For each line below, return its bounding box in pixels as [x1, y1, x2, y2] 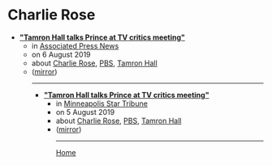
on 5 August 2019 [55, 107, 115, 116]
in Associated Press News [31, 40, 119, 50]
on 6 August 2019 [31, 49, 91, 59]
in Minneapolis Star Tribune [55, 99, 148, 108]
